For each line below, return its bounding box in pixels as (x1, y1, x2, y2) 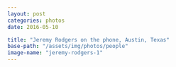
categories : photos (7, 17, 65, 24)
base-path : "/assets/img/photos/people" (7, 43, 129, 50)
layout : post (7, 10, 46, 18)
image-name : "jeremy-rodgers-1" (7, 49, 103, 56)
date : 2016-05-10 (7, 23, 59, 30)
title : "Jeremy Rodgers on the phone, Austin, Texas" (7, 36, 170, 43)
